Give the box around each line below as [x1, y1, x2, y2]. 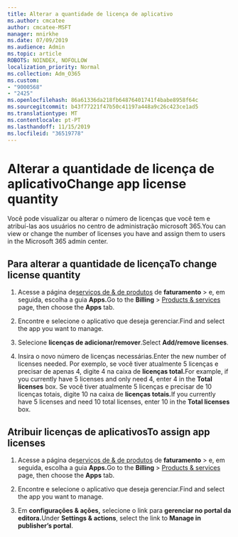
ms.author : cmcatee [7, 17, 65, 24]
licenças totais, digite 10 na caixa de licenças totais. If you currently [17, 390, 216, 399]
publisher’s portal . [17, 521, 73, 530]
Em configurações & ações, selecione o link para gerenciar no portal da [17, 506, 232, 514]
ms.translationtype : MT [7, 110, 78, 117]
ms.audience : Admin [7, 44, 65, 51]
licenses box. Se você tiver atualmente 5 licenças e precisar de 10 [17, 382, 212, 391]
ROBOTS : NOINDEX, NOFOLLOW [7, 57, 87, 64]
